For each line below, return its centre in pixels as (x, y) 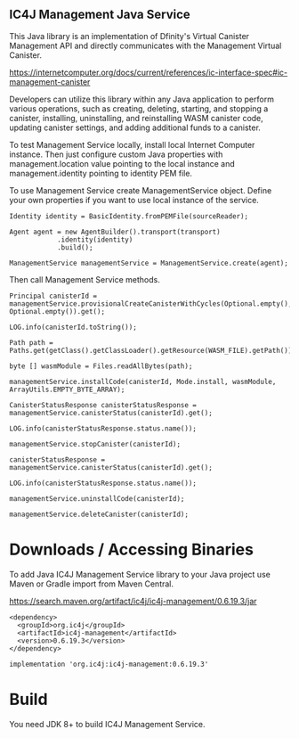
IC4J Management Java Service (100, 15)
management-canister (50, 82)
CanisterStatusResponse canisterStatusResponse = (103, 405)
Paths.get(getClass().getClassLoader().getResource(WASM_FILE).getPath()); (153, 350)
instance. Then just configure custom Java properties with (116, 154)
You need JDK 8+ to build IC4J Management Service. (108, 724)
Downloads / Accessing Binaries (131, 549)
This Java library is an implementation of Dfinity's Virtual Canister (129, 36)
